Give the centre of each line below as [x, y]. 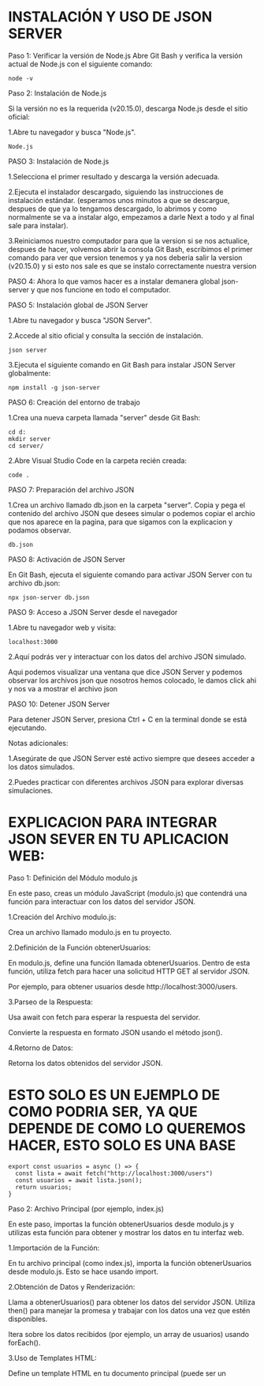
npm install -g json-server [54, 387]
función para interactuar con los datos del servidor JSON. [102, 902]
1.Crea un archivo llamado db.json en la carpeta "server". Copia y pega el [127, 505]
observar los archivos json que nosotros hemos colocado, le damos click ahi [132, 680]
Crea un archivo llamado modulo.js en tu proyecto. [90, 932]
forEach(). [24, 1343]
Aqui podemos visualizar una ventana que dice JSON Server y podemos [125, 672]
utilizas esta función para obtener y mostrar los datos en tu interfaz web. [126, 1232]
